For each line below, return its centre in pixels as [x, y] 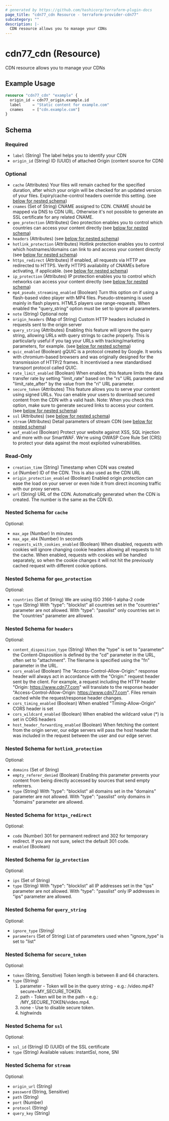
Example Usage [30, 84]
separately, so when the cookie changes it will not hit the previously [83, 560]
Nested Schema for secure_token [46, 954]
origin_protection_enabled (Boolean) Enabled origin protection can [83, 478]
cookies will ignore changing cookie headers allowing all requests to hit [87, 549]
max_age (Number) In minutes [43, 533]
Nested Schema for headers [39, 629]
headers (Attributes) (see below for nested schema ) [66, 239]
